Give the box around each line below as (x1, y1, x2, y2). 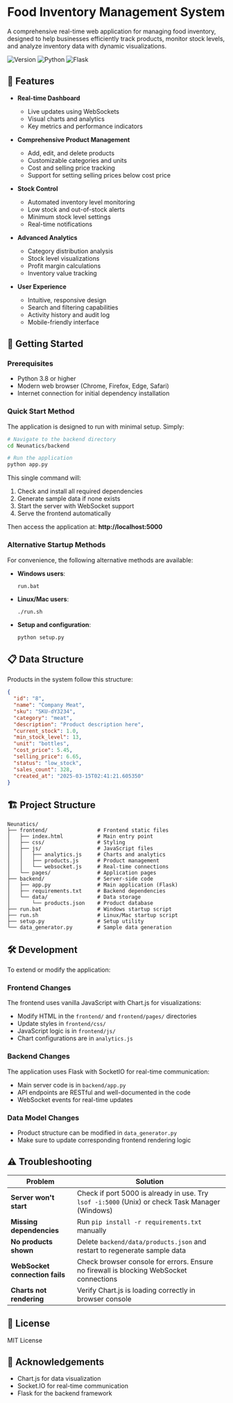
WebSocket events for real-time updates (17, 1095, 133, 1103)
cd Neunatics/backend (7, 442, 70, 449)
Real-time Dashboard (17, 94, 80, 102)
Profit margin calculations (27, 261, 101, 270)
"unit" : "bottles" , (13, 740, 70, 748)
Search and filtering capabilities (27, 303, 119, 311)
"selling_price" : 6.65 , (13, 753, 82, 760)
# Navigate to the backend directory (7, 436, 116, 442)
